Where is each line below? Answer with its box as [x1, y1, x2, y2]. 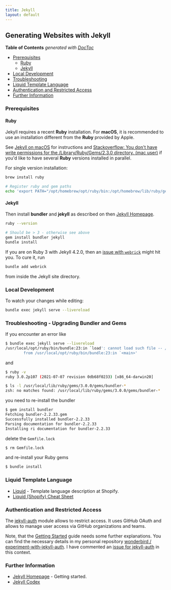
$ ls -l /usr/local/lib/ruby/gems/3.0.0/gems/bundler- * [5, 383, 126, 389]
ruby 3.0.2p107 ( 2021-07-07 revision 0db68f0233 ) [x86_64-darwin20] [5, 374, 154, 380]
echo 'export [5, 189, 33, 194]
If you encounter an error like [5, 331, 66, 337]
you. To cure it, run [5, 254, 45, 260]
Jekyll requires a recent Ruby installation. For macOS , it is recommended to [5, 129, 164, 135]
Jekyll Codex [12, 579, 40, 585]
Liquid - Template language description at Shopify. [12, 488, 119, 494]
